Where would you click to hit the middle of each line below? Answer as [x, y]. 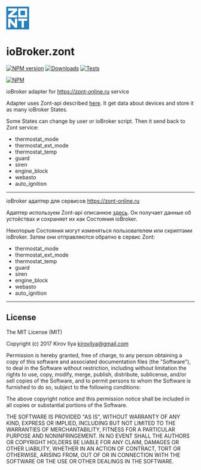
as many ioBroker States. [37, 109]
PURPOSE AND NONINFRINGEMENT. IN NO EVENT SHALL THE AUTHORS [98, 436]
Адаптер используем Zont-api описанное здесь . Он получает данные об [99, 212]
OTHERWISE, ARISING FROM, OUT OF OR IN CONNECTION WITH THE [93, 455]
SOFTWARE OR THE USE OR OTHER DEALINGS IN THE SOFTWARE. [90, 461]
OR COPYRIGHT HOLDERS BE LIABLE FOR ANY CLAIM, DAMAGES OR [93, 442]
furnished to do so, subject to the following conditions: [73, 387]
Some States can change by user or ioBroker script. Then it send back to [96, 121]
